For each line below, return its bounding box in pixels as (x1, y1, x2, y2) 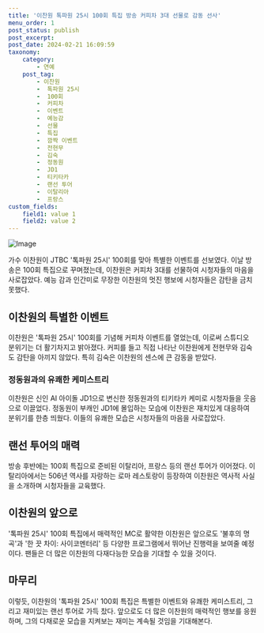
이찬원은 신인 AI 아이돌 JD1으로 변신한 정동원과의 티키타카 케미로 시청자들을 (8, 394, 242, 403)
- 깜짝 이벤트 (36, 136, 78, 145)
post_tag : (22, 70, 55, 78)
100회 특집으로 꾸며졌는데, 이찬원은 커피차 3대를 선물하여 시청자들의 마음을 (22, 266, 255, 275)
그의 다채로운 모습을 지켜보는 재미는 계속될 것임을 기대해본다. (25, 616, 213, 625)
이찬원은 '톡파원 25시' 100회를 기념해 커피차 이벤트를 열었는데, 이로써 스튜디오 (8, 333, 250, 342)
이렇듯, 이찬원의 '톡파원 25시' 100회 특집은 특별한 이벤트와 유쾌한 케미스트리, (8, 596, 245, 605)
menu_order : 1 (8, 19, 55, 27)
